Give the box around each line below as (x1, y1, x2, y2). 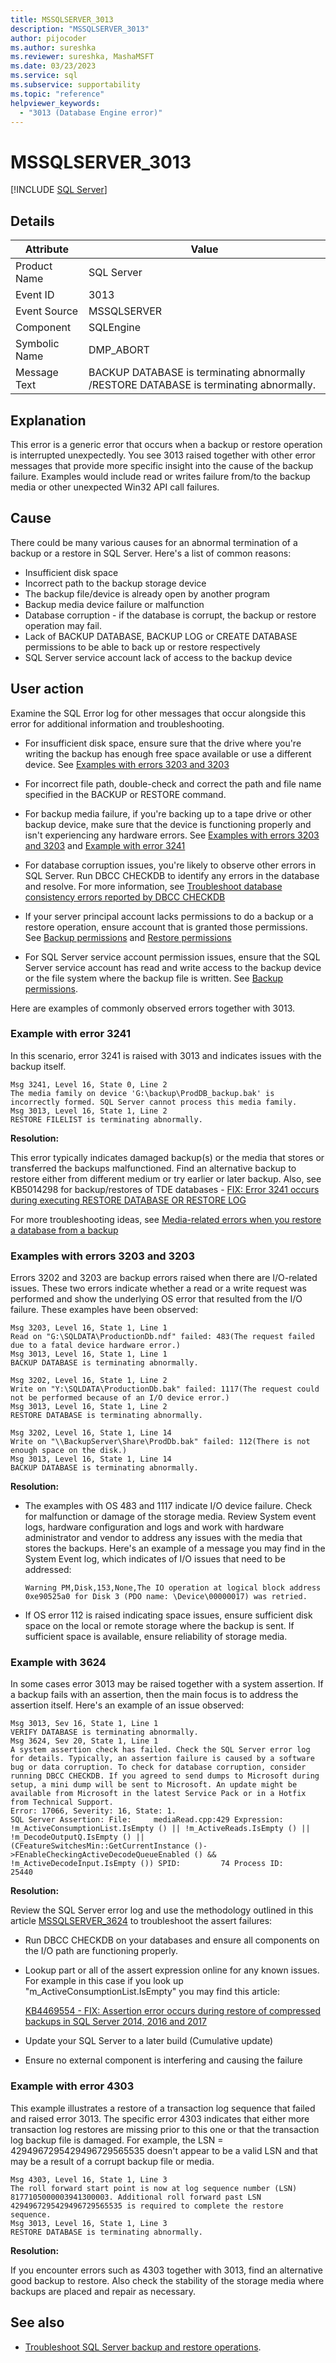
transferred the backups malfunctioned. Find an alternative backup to (10, 1162, 297, 1174)
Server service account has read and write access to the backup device (24, 961, 322, 973)
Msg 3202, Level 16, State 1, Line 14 (10, 1428, 172, 1438)
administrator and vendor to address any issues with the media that (24, 1532, 303, 1544)
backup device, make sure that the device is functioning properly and (24, 818, 312, 830)
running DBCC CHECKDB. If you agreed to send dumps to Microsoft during (10, 1771, 320, 1781)
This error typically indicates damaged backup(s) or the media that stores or (10, 1151, 325, 1163)
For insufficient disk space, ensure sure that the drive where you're (24, 737, 302, 749)
